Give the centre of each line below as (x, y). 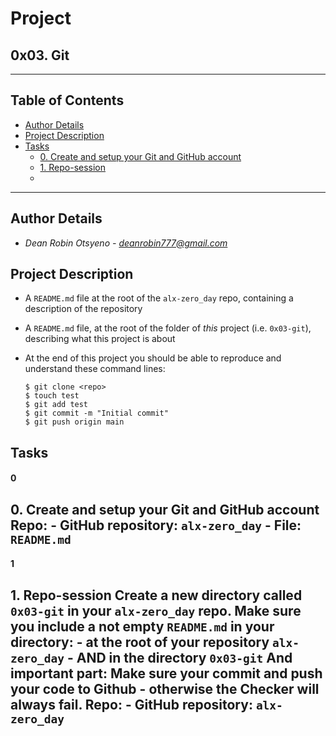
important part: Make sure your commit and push (166, 673)
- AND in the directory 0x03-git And (179, 657)
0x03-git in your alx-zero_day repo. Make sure (156, 610)
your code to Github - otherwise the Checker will (165, 688)
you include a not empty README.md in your (142, 626)
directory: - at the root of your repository (140, 642)
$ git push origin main (74, 422)
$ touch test (52, 396)
